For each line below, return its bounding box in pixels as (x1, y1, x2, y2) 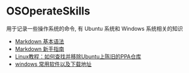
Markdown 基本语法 (14, 37, 64, 45)
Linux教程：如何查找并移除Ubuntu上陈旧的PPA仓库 (14, 52, 141, 60)
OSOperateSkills (6, 4, 90, 18)
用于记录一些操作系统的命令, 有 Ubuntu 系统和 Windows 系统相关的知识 (6, 25, 184, 32)
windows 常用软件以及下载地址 (14, 60, 92, 68)
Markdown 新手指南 (14, 45, 64, 52)
